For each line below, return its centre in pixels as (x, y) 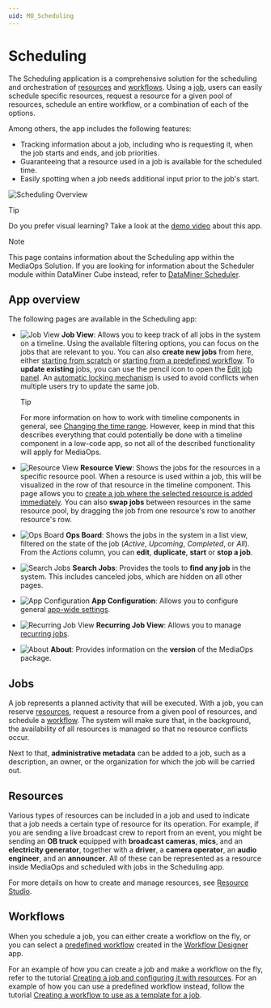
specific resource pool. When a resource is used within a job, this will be (140, 476)
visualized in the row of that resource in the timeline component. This (135, 485)
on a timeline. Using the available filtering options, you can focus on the (139, 343)
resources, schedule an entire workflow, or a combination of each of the (129, 104)
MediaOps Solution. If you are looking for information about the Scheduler (131, 266)
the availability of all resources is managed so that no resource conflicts (128, 729)
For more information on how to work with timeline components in (130, 418)
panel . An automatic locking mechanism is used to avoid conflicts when (139, 378)
